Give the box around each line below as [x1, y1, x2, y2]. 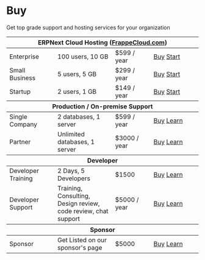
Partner [9, 138, 31, 146]
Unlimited [57, 130, 85, 138]
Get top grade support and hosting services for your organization [6, 24, 170, 31]
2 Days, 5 [57, 166, 85, 175]
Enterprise [9, 52, 40, 61]
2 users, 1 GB [57, 87, 97, 96]
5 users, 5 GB [57, 69, 97, 78]
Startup [9, 87, 31, 96]
